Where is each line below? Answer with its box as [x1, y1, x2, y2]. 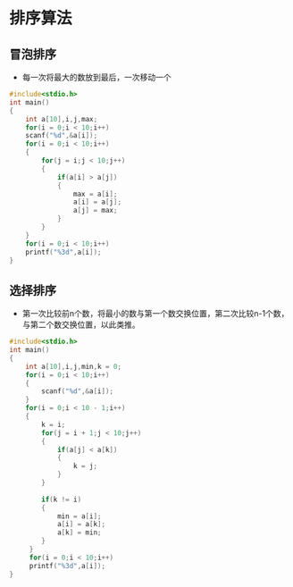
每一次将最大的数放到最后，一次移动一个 [21, 72, 172, 82]
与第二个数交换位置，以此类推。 [21, 319, 140, 331]
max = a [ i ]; [72, 189, 118, 198]
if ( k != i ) [41, 495, 82, 504]
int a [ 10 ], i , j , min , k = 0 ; [25, 362, 122, 371]
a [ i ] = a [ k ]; [56, 520, 105, 529]
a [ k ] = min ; [56, 528, 102, 537]
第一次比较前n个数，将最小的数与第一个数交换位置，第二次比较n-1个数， [21, 308, 289, 319]
